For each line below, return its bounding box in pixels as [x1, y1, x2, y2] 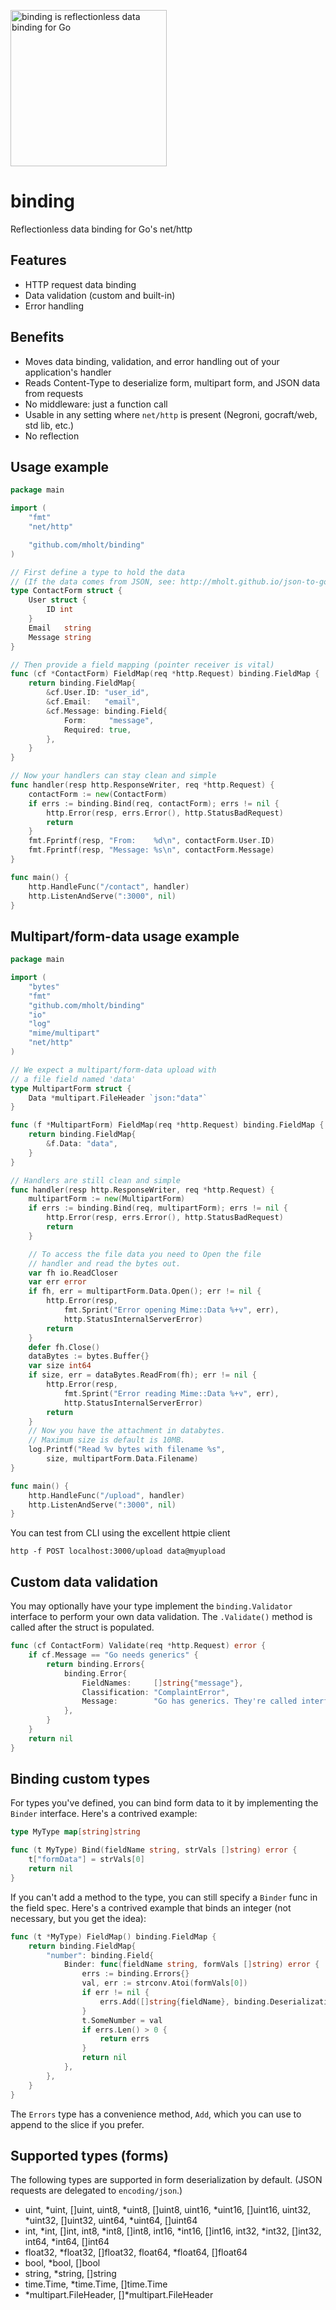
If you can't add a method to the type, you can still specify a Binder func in [10, 1891, 318, 1903]
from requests [24, 387, 84, 399]
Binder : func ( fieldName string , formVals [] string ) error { [63, 1960, 320, 1970]
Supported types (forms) [10, 2147, 169, 2164]
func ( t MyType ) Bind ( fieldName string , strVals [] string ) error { [10, 1845, 298, 1855]
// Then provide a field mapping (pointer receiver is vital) [10, 660, 275, 670]
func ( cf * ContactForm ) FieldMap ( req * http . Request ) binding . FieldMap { [10, 669, 320, 679]
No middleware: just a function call [24, 398, 168, 410]
